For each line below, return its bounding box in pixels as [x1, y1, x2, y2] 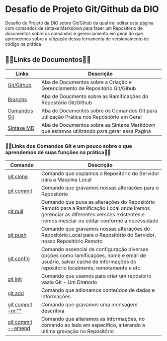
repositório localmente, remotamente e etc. [41, 264, 142, 271]
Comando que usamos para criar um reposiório [41, 272, 152, 279]
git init [7, 276, 22, 283]
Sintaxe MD [7, 124, 35, 131]
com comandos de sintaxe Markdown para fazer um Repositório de [5, 25, 143, 31]
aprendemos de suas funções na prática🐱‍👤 [5, 149, 111, 156]
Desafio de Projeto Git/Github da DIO [5, 3, 159, 15]
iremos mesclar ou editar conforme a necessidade [41, 217, 159, 224]
